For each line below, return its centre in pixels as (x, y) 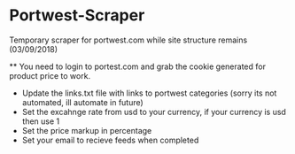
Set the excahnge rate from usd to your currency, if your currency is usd (154, 112)
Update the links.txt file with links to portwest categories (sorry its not (149, 93)
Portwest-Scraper (77, 15)
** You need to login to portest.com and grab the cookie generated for (137, 66)
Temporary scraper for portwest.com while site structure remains (128, 40)
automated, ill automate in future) (82, 102)
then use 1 (41, 121)
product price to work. (50, 75)
